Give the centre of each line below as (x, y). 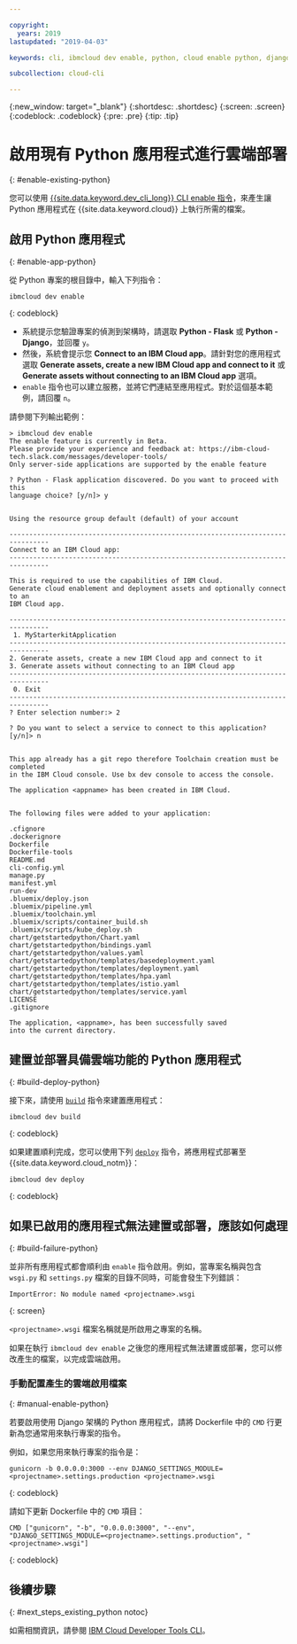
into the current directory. (63, 1030)
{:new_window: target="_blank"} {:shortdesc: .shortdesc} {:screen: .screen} (147, 106)
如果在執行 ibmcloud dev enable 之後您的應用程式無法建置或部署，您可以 (142, 1347)
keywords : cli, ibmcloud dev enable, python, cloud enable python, (136, 58)
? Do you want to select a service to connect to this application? (138, 728)
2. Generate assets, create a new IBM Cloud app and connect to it (136, 658)
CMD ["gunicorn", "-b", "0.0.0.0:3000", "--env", (103, 1528)
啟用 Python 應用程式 (67, 240)
